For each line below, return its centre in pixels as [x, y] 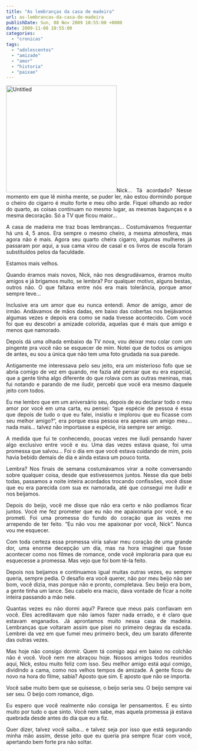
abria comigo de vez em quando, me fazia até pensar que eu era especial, [99, 372]
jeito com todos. [26, 391]
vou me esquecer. [28, 530]
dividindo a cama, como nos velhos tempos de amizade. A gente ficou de [99, 670]
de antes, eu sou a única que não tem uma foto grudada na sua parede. [93, 354]
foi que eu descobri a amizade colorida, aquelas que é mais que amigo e [99, 324]
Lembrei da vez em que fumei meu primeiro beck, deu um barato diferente [99, 634]
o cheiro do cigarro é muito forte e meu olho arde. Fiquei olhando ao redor [99, 203]
